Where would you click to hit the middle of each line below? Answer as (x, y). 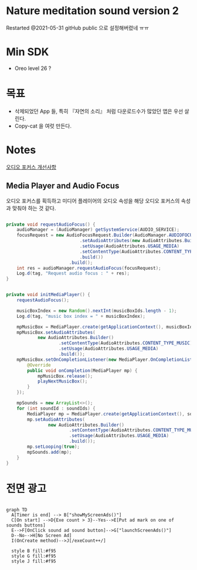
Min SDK (28, 52)
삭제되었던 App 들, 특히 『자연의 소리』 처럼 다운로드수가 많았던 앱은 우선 (99, 111)
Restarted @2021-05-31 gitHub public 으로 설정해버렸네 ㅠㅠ (78, 28)
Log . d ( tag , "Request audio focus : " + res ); (73, 274)
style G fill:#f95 (34, 556)
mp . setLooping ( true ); (54, 447)
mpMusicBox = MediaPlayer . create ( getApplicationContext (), (90, 327)
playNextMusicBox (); (62, 381)
